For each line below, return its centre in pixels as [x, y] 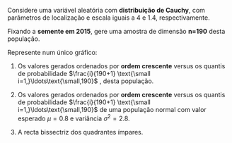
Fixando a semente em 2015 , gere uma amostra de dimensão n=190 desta [116, 31]
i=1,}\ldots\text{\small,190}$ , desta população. [86, 81]
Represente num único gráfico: [52, 52]
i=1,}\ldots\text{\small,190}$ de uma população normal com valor [112, 110]
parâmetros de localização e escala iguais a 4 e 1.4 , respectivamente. [109, 18]
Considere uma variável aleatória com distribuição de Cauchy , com [106, 10]
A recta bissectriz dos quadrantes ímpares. [80, 132]
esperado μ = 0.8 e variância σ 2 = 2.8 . [74, 118]
